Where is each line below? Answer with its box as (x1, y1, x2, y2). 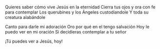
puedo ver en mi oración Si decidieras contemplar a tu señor (5, 29, 127, 34)
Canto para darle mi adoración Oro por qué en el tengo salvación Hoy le (5, 24, 150, 30)
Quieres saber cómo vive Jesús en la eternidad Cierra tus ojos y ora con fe (5, 4, 156, 10)
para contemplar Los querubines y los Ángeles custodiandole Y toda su (5, 9, 149, 15)
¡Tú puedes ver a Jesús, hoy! (5, 38, 63, 44)
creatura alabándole (5, 15, 45, 20)
